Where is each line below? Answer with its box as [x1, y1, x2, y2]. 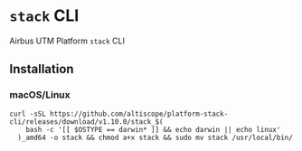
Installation [9, 61, 74, 77]
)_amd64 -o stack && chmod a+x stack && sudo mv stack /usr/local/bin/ [17, 133, 294, 142]
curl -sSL [9, 109, 47, 118]
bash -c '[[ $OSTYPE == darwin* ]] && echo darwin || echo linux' [25, 125, 281, 134]
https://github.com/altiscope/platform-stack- [49, 109, 229, 118]
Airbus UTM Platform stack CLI [9, 35, 125, 46]
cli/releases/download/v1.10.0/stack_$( [9, 117, 165, 127]
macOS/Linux [9, 89, 71, 101]
